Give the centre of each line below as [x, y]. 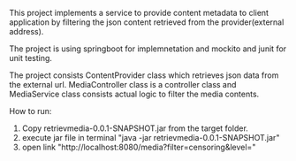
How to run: [30, 111]
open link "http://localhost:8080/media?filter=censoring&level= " [139, 147]
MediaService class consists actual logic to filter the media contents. [134, 94]
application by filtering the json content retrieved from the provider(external [147, 22]
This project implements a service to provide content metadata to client [139, 13]
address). [27, 31]
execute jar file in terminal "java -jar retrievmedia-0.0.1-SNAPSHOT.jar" [151, 138]
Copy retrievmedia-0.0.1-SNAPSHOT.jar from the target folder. [135, 128]
